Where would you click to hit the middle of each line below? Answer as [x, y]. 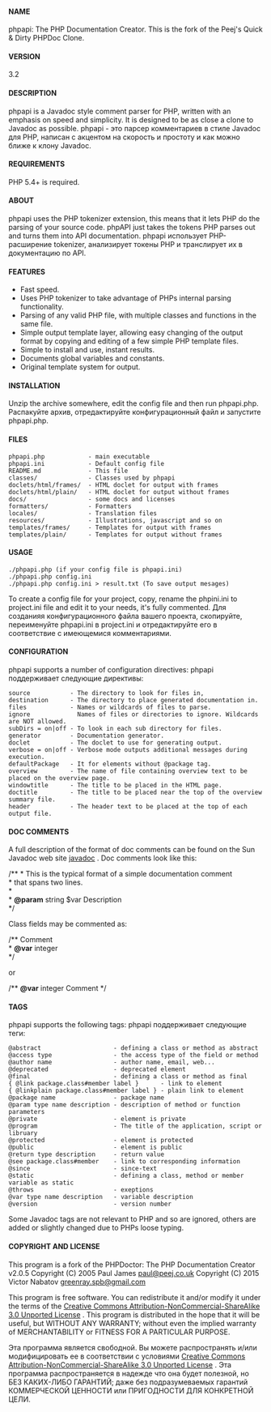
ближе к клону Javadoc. [50, 145]
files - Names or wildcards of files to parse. [110, 708]
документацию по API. [47, 253]
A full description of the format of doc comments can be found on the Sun [132, 850]
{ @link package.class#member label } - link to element [115, 1084]
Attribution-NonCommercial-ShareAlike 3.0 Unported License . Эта [120, 1364]
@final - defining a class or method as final [128, 1077]
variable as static [41, 1183]
